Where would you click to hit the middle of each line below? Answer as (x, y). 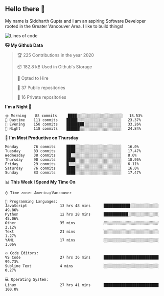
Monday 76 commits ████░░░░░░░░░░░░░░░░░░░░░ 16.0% (72, 147)
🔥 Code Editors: (22, 253)
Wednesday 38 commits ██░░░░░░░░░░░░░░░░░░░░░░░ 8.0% (71, 155)
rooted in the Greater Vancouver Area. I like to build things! (64, 26)
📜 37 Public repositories (41, 88)
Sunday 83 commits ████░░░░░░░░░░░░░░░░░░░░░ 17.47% (73, 173)
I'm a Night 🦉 (18, 107)
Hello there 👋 (25, 9)
